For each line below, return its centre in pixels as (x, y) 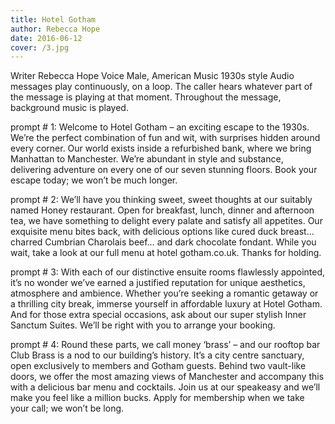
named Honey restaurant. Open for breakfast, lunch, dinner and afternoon (162, 210)
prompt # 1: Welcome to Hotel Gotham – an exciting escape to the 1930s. (160, 127)
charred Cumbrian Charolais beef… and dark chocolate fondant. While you (163, 242)
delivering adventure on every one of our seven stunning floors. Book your (164, 170)
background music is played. (69, 108)
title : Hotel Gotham (53, 19)
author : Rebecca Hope (55, 29)
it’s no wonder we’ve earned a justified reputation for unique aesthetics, (158, 283)
